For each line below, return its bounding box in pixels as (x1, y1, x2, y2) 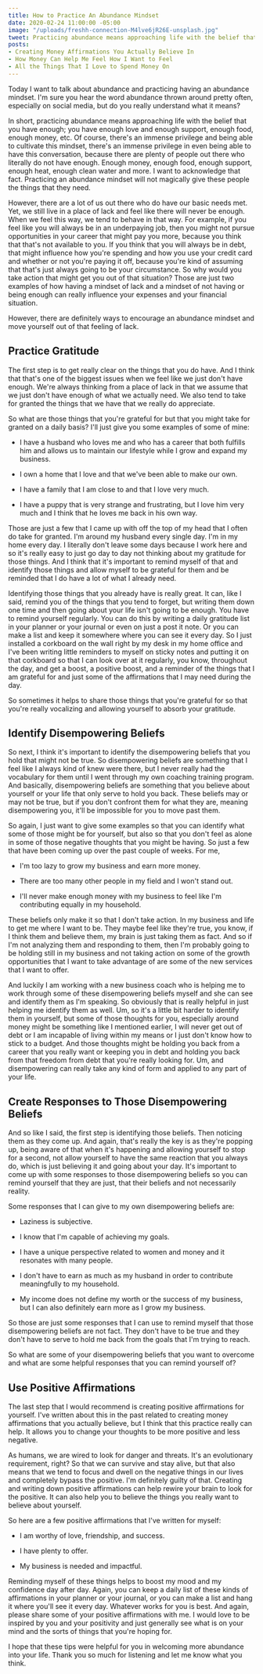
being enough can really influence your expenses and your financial (8, 290, 227, 299)
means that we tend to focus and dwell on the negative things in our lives (8, 1467, 244, 1476)
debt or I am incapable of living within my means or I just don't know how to (8, 1030, 252, 1040)
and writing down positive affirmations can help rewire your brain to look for (8, 1484, 253, 1493)
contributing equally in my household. (19, 900, 142, 909)
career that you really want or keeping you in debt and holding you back (8, 1047, 240, 1057)
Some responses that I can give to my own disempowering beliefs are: (8, 1202, 235, 1212)
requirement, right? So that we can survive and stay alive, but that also (8, 1459, 236, 1468)
